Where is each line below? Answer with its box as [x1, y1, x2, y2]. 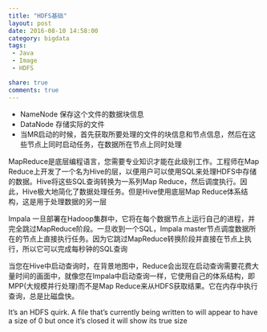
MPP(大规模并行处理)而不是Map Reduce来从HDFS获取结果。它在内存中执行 [8, 281, 258, 290]
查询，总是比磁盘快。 [8, 291, 79, 301]
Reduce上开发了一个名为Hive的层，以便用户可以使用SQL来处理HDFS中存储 [8, 166, 257, 176]
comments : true [8, 86, 59, 94]
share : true [8, 78, 48, 87]
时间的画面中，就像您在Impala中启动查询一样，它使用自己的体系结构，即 [14, 271, 255, 281]
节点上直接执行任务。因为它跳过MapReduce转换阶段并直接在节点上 [22, 234, 245, 244]
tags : [8, 42, 26, 50]
